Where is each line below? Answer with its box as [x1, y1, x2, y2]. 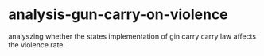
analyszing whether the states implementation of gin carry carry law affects [8, 32, 257, 41]
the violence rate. [8, 39, 66, 49]
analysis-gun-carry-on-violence [8, 6, 228, 24]
